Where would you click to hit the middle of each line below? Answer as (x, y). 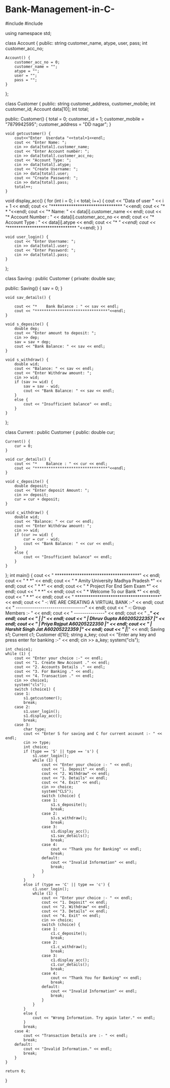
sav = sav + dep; (33, 342)
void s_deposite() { (27, 324)
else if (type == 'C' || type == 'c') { (67, 885)
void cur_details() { (28, 459)
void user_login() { (27, 237)
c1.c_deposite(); (69, 933)
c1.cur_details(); (70, 964)
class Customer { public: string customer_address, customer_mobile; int (80, 104)
